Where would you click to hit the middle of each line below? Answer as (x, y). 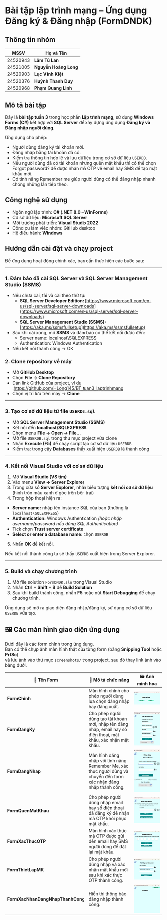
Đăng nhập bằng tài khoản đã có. (46, 153)
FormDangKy (21, 729)
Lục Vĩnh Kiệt (49, 74)
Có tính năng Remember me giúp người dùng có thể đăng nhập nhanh (84, 179)
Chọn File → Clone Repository (44, 378)
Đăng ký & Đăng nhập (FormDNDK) (79, 21)
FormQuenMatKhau (28, 810)
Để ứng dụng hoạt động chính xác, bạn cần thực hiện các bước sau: (75, 261)
